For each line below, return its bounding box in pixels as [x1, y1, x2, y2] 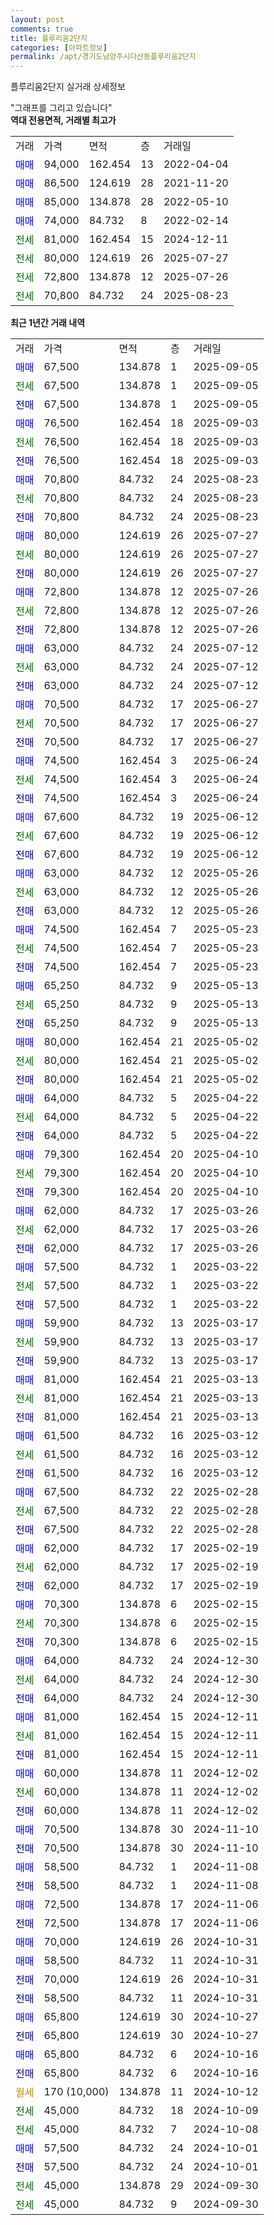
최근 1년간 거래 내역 [10, 317, 86, 329]
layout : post [10, 14, 65, 25]
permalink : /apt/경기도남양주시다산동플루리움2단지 [10, 52, 197, 62]
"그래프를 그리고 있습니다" [10, 102, 113, 114]
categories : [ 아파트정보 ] [10, 42, 108, 53]
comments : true [10, 24, 74, 34]
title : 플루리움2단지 [10, 33, 88, 43]
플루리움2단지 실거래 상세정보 [10, 81, 126, 93]
